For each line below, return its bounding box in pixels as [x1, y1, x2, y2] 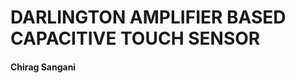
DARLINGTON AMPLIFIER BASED [10, 6, 287, 29]
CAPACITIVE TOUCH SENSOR [10, 27, 261, 50]
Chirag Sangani [10, 61, 77, 73]
